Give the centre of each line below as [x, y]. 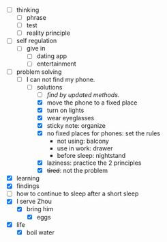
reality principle [48, 33]
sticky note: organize [76, 125]
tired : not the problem [77, 171]
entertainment [56, 64]
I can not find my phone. [61, 79]
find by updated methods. [83, 94]
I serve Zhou [34, 202]
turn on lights [65, 110]
